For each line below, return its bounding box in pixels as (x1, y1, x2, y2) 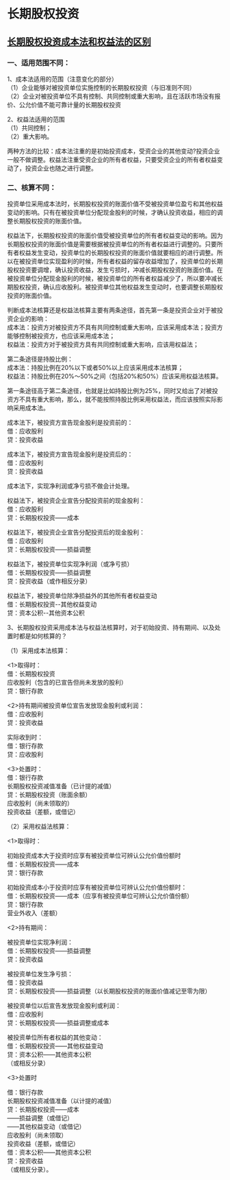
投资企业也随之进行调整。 (25, 164, 97, 172)
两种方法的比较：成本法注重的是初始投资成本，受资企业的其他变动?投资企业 (7, 147, 220, 155)
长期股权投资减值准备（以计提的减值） (7, 1097, 115, 1105)
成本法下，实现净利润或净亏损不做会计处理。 (7, 482, 133, 491)
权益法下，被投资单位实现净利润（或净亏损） (7, 560, 133, 568)
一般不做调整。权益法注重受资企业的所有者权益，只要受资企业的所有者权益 (7, 155, 217, 163)
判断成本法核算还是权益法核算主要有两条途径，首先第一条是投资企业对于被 (7, 306, 217, 314)
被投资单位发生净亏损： (7, 970, 73, 978)
